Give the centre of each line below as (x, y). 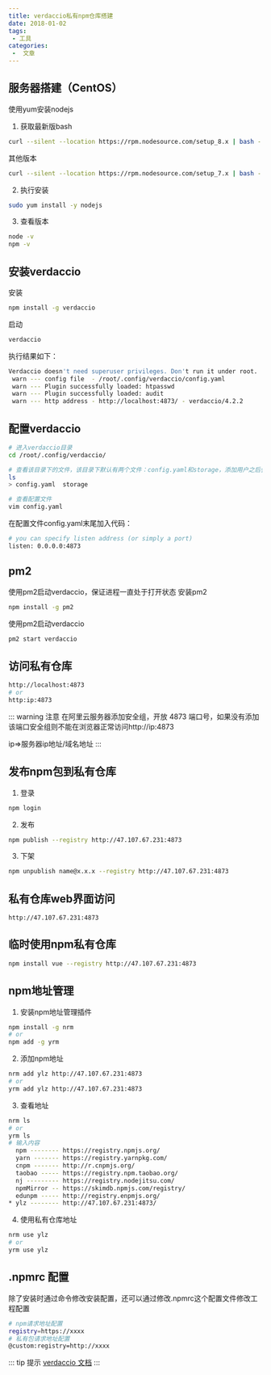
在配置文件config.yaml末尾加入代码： (71, 524)
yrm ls (19, 1136)
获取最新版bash (46, 126)
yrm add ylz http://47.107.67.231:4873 (75, 1089)
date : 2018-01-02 (38, 23)
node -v (21, 237)
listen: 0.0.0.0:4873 (45, 546)
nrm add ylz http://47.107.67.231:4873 (75, 1074)
